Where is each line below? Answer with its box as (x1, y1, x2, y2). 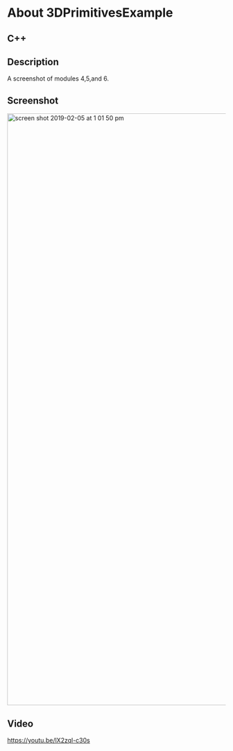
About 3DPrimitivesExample (7, 5, 173, 21)
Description (7, 56, 59, 67)
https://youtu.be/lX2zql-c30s (7, 736, 90, 745)
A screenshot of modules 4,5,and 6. (7, 74, 110, 83)
